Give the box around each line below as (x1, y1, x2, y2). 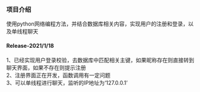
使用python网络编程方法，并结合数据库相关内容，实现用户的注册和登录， (6, 20, 188, 28)
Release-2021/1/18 (6, 42, 55, 49)
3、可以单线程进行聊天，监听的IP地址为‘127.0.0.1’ (6, 79, 128, 86)
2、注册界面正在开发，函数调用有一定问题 (6, 71, 111, 79)
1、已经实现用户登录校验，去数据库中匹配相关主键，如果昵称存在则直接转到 (6, 56, 195, 64)
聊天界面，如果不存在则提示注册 (6, 64, 86, 71)
